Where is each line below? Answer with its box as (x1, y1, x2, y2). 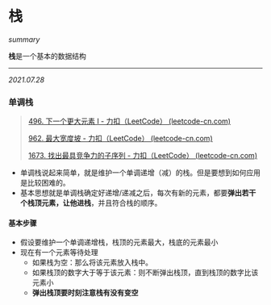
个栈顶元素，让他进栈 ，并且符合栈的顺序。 (19, 198, 162, 208)
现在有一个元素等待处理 (19, 248, 98, 257)
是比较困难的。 (19, 178, 70, 188)
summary (8, 34, 40, 44)
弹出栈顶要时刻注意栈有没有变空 (31, 288, 139, 298)
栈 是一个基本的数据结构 (8, 51, 86, 61)
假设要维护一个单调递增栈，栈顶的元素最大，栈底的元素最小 (19, 237, 219, 247)
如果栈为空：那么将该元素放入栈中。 (31, 257, 153, 267)
